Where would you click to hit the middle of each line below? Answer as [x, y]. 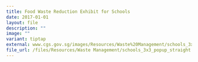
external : [18, 45]
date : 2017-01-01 [27, 17]
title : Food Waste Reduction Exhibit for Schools [68, 12]
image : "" [18, 34]
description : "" [26, 28]
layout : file [22, 22]
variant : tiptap [26, 39]
